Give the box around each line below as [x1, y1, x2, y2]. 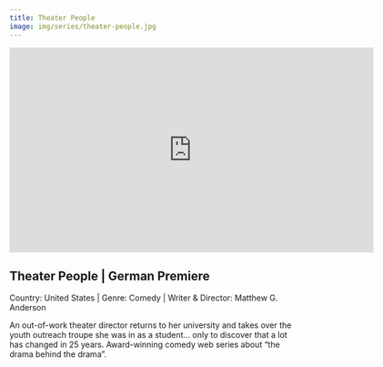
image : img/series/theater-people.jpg [9, 22, 156, 31]
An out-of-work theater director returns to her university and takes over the [9, 320, 292, 331]
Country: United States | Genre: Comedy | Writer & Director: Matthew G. [9, 292, 278, 303]
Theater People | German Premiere [9, 268, 210, 283]
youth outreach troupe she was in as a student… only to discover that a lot [9, 330, 288, 341]
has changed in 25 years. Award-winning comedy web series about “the [9, 339, 280, 351]
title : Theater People [9, 13, 96, 23]
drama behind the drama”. [9, 349, 107, 360]
